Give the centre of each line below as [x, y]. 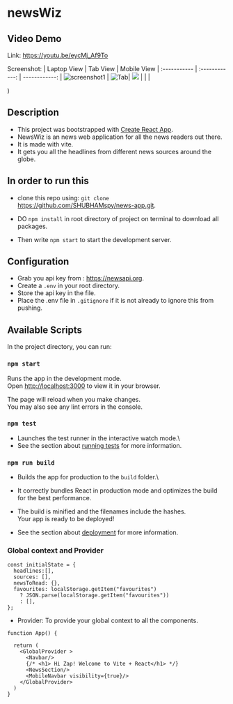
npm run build [31, 463]
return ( [26, 646]
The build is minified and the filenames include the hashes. [102, 511]
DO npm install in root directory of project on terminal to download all [118, 218]
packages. [32, 226]
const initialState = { [42, 565]
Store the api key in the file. [56, 293]
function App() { [32, 634]
